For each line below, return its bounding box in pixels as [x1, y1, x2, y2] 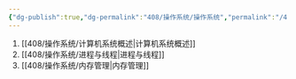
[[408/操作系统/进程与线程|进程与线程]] [20, 49, 165, 60]
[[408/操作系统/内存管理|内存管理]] [20, 60, 150, 70]
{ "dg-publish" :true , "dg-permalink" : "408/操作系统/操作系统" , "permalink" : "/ [8, 12, 284, 22]
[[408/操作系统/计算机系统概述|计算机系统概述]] [20, 38, 196, 48]
